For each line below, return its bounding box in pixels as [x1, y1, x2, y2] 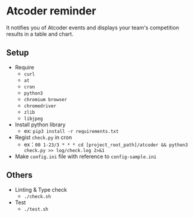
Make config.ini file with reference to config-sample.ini [14, 153, 157, 160]
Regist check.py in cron [14, 134, 72, 141]
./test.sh [23, 206, 49, 212]
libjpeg [23, 116, 43, 122]
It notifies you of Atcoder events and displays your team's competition [6, 24, 180, 31]
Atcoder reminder [6, 4, 96, 18]
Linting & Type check [14, 186, 67, 193]
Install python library [14, 121, 66, 128]
